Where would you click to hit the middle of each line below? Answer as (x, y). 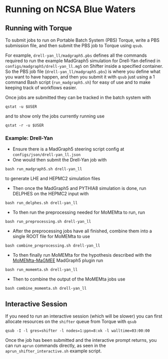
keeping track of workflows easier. (41, 88)
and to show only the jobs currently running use (55, 116)
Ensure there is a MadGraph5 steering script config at (68, 149)
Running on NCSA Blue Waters (71, 9)
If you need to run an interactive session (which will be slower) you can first (84, 316)
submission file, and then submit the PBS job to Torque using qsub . (74, 46)
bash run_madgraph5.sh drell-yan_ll (44, 169)
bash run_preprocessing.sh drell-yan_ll (48, 222)
